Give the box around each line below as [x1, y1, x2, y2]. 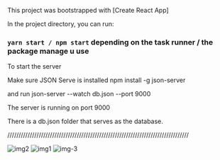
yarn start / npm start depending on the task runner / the [7, 37, 214, 47]
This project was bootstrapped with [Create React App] [7, 6, 169, 14]
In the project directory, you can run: [7, 20, 114, 28]
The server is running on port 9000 [7, 103, 111, 112]
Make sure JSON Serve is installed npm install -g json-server [7, 76, 186, 84]
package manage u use [7, 46, 89, 56]
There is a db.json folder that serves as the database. [7, 117, 163, 126]
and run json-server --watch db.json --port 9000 [7, 90, 151, 98]
